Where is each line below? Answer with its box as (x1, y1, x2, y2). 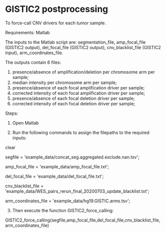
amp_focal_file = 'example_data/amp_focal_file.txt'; (5, 163, 110, 169)
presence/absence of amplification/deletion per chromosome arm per (12, 69, 155, 75)
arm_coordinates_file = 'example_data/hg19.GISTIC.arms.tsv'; (5, 198, 130, 204)
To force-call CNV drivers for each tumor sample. (5, 20, 107, 26)
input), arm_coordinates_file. (5, 50, 63, 56)
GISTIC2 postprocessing (5, 3, 109, 15)
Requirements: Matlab (5, 29, 50, 35)
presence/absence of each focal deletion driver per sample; (12, 95, 135, 101)
